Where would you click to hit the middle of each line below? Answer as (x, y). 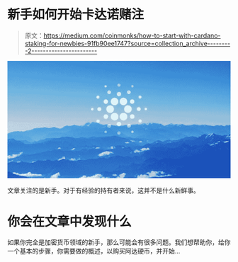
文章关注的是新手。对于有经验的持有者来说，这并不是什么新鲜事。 (103, 190)
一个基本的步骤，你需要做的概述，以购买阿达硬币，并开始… (94, 251)
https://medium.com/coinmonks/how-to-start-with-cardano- (132, 35)
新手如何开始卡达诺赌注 (76, 15)
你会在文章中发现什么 (70, 221)
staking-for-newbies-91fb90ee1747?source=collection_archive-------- (127, 43)
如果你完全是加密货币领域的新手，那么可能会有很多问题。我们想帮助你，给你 (119, 242)
